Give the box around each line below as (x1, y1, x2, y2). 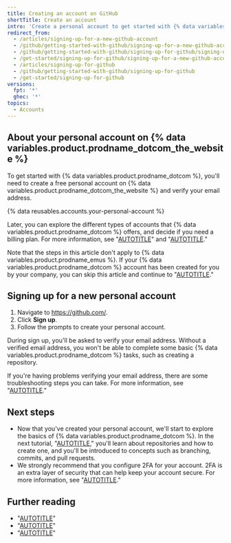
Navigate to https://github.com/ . (16, 308, 108, 317)
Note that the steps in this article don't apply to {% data (7, 248, 165, 256)
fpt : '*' (13, 87, 38, 94)
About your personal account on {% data (7, 132, 186, 143)
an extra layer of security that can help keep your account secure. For (16, 469, 215, 477)
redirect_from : (7, 29, 51, 37)
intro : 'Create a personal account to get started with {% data (7, 23, 195, 30)
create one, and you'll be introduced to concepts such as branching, (16, 447, 211, 455)
